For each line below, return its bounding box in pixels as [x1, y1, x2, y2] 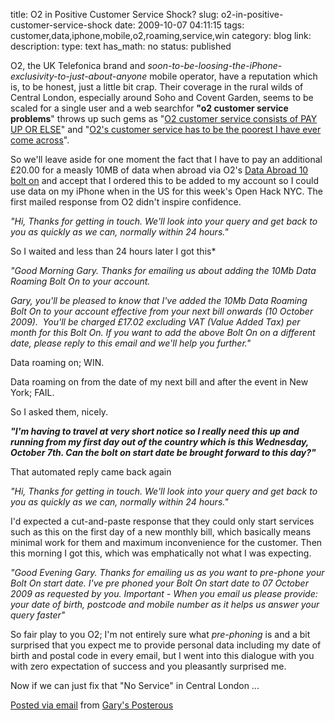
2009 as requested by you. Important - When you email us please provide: [10, 588, 318, 599]
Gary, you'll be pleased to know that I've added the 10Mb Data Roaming [10, 295, 308, 306]
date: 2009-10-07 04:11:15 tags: [114, 19, 245, 31]
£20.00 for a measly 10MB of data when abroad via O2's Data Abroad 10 [10, 164, 309, 176]
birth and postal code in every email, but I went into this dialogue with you [10, 650, 315, 661]
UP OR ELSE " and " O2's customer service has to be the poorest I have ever [10, 124, 322, 135]
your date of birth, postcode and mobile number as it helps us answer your [10, 599, 320, 610]
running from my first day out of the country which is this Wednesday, [10, 436, 310, 448]
